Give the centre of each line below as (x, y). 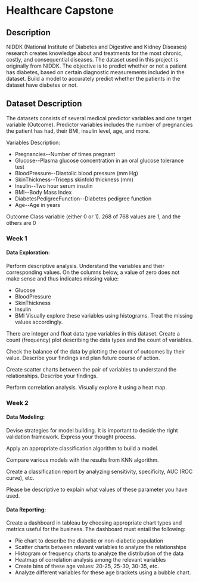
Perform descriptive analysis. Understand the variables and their (85, 266)
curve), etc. (20, 478)
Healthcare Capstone (60, 10)
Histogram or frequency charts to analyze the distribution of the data (99, 553)
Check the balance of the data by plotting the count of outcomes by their (96, 351)
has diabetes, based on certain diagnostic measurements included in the (95, 72)
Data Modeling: (26, 417)
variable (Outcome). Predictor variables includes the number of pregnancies (99, 124)
